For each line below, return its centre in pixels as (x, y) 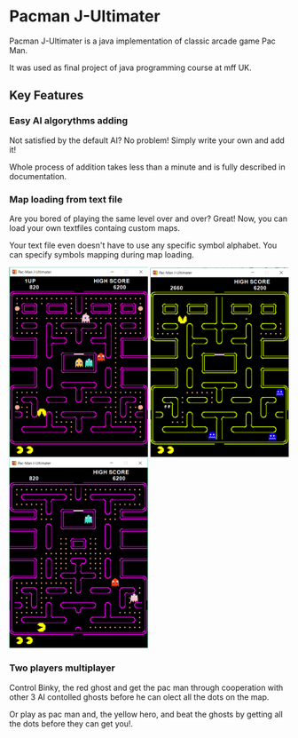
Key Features (47, 95)
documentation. (38, 176)
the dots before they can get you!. (71, 723)
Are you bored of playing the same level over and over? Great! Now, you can (149, 218)
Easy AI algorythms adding (69, 121)
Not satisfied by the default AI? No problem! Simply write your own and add (147, 140)
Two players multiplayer (62, 668)
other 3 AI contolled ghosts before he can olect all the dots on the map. (139, 697)
